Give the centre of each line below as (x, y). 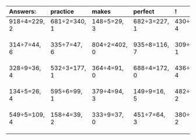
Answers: (22, 11)
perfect (144, 11)
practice (62, 11)
